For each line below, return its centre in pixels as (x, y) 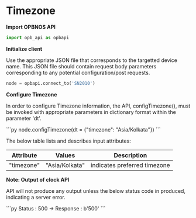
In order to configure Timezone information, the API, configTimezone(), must (98, 106)
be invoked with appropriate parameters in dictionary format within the (91, 112)
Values (65, 155)
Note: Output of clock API (38, 179)
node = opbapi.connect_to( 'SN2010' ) (51, 83)
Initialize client (24, 49)
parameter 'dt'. (24, 118)
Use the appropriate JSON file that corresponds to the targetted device (92, 60)
